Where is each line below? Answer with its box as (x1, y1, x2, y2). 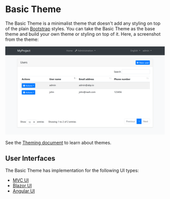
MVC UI (12, 177, 29, 183)
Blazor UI (12, 183, 32, 189)
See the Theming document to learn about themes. (5, 139, 112, 145)
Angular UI (12, 188, 35, 194)
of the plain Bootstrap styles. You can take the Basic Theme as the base (5, 25, 155, 31)
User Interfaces (5, 154, 56, 163)
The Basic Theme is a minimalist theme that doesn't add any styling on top (5, 20, 161, 26)
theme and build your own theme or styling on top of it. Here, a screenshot (5, 31, 161, 37)
